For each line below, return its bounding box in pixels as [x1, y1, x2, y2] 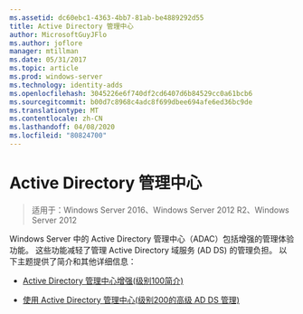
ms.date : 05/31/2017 [9, 55, 88, 64]
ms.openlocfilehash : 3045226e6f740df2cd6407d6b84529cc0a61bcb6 [9, 89, 253, 98]
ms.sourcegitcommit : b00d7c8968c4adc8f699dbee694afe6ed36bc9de [9, 97, 253, 107]
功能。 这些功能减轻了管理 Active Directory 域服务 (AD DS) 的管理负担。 [9, 244, 278, 255]
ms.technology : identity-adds [9, 81, 124, 90]
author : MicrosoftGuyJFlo [9, 30, 107, 39]
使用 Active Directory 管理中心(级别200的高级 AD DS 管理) [22, 294, 240, 305]
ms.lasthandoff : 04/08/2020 [9, 123, 116, 132]
